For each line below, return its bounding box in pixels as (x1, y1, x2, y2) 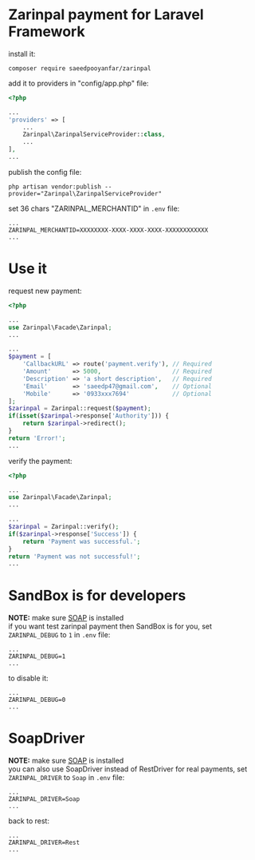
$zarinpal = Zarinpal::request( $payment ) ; (8, 405, 151, 413)
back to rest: (8, 816, 50, 826)
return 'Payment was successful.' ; (22, 537, 141, 545)
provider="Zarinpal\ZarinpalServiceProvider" (8, 189, 162, 197)
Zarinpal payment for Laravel (8, 6, 205, 24)
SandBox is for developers (8, 587, 186, 604)
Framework (8, 22, 85, 41)
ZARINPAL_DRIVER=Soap (8, 795, 80, 803)
